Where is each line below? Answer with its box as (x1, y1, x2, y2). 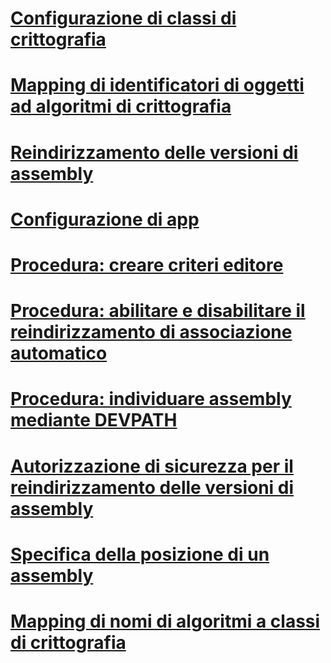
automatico (10, 342, 108, 365)
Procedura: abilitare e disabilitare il (10, 300, 306, 322)
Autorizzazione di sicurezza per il (10, 455, 294, 477)
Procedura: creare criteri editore (10, 253, 284, 276)
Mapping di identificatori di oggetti (10, 74, 305, 97)
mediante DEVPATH (10, 409, 178, 432)
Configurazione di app (10, 208, 200, 231)
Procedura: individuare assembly (10, 388, 292, 411)
